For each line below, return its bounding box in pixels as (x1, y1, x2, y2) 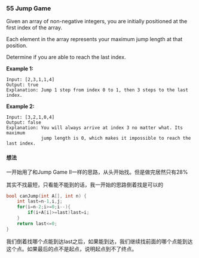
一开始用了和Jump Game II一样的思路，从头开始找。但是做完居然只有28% (6, 168, 188, 176)
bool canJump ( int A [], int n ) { (6, 193, 87, 199)
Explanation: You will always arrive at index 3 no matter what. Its (6, 125, 183, 131)
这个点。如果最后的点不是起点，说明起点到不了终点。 (6, 245, 137, 252)
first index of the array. (6, 24, 63, 31)
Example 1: (6, 65, 34, 72)
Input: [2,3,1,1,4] (6, 76, 55, 83)
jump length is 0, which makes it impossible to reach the (41, 136, 191, 142)
